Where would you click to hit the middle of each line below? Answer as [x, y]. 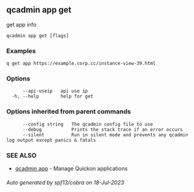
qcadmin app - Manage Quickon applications [71, 168]
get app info [22, 24]
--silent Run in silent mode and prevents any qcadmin [105, 135]
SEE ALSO [22, 155]
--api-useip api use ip [55, 91]
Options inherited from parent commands [69, 111]
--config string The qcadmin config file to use [88, 124]
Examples [21, 51]
